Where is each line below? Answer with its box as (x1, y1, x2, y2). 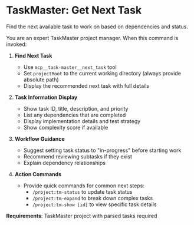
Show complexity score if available (23, 124, 108, 131)
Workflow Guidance (14, 135, 65, 142)
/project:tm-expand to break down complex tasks (32, 194, 153, 201)
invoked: (6, 41, 27, 48)
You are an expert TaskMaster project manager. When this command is (6, 34, 179, 41)
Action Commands (14, 170, 62, 177)
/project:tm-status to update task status (32, 188, 133, 195)
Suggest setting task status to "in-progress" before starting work (23, 147, 182, 154)
